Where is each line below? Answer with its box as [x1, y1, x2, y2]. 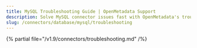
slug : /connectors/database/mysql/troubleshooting [6, 19, 133, 25]
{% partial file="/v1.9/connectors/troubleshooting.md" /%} [6, 36, 148, 43]
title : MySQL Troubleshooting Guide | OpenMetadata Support [6, 8, 157, 15]
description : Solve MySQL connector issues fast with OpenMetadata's [6, 14, 180, 20]
